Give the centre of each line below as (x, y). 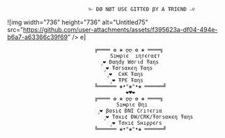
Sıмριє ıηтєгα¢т (135, 56)
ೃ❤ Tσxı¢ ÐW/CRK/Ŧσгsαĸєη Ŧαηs (147, 117)
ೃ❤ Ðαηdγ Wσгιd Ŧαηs (128, 62)
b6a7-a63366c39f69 (38, 37)
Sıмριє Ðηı (132, 105)
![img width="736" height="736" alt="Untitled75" (78, 22)
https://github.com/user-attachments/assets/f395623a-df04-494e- (121, 30)
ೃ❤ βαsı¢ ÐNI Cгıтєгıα (128, 111)
